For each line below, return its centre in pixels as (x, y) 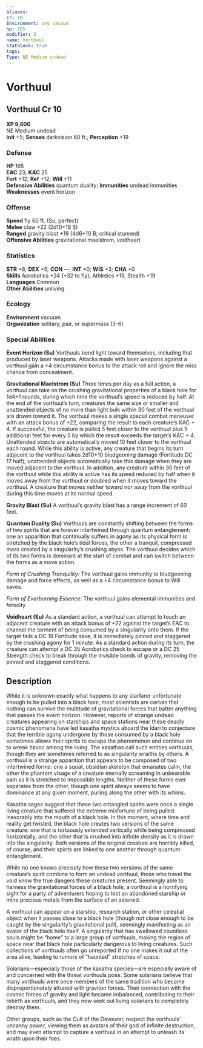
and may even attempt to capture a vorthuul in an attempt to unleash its (95, 1032)
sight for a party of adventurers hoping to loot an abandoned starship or (96, 893)
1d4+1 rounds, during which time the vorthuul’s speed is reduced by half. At (100, 397)
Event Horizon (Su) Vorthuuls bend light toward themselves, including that (99, 353)
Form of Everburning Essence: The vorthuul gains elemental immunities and (101, 599)
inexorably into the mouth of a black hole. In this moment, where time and (98, 817)
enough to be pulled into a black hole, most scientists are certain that (92, 702)
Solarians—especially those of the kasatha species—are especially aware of (101, 968)
